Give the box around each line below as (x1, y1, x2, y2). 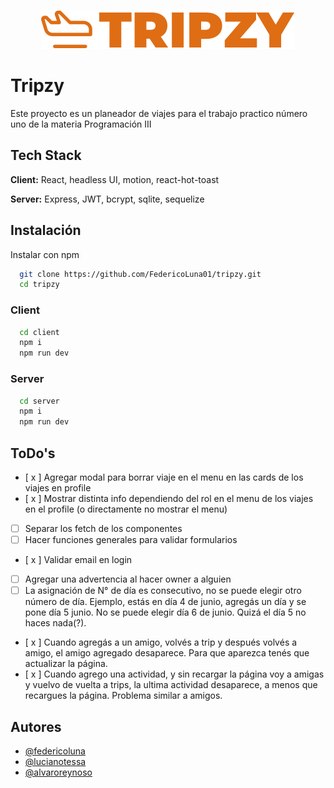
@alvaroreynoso (24, 766, 93, 779)
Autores (10, 718, 62, 735)
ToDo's (10, 445, 56, 462)
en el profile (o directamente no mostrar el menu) (24, 503, 228, 515)
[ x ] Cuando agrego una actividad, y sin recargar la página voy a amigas (24, 668, 325, 680)
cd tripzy (19, 280, 60, 290)
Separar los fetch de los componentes (24, 522, 183, 534)
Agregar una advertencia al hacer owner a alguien (24, 573, 232, 585)
